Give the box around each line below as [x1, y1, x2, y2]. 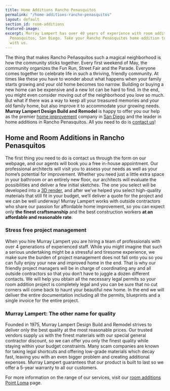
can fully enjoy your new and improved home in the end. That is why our [5, 259, 156, 266]
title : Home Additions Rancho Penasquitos [5, 7, 96, 13]
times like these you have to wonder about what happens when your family [5, 75, 162, 82]
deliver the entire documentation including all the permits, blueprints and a [5, 292, 160, 298]
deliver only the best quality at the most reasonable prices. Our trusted [5, 327, 153, 333]
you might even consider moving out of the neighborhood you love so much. [5, 92, 165, 98]
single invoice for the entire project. [5, 297, 79, 303]
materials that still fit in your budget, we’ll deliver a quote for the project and [5, 192, 163, 199]
